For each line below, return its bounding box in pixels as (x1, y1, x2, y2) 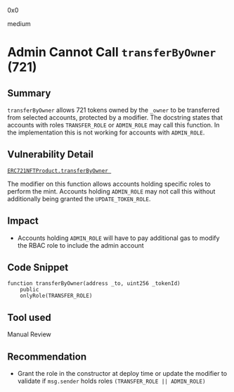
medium (7, 20, 31, 27)
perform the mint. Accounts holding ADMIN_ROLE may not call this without (7, 186, 216, 196)
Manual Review (7, 330, 51, 339)
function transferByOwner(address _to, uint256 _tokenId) (7, 280, 181, 287)
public (20, 286, 39, 293)
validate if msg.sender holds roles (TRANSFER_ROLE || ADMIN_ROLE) (17, 377, 206, 386)
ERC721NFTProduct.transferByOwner (7, 167, 109, 175)
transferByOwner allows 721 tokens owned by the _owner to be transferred (7, 106, 220, 114)
